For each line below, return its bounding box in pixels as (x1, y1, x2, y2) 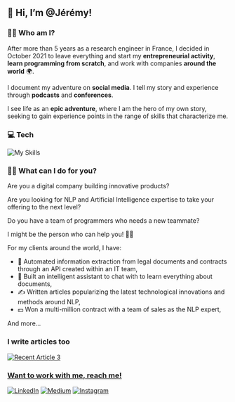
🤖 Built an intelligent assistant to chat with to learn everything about (17, 272, 213, 281)
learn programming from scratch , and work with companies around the (7, 59, 217, 67)
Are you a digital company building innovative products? (7, 182, 170, 190)
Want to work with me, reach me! (7, 370, 122, 380)
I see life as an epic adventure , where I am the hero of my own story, (7, 104, 207, 112)
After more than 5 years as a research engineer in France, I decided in (7, 44, 210, 53)
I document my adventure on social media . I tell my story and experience (7, 83, 219, 91)
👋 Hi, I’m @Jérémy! (7, 7, 93, 19)
